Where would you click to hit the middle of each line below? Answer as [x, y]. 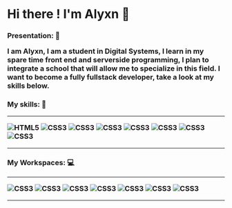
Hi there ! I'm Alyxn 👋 [68, 14]
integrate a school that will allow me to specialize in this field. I [114, 68]
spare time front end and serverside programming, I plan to [108, 60]
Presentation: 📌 [33, 36]
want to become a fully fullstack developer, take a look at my [110, 77]
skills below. [28, 86]
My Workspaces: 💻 [41, 163]
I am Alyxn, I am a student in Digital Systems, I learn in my [106, 51]
